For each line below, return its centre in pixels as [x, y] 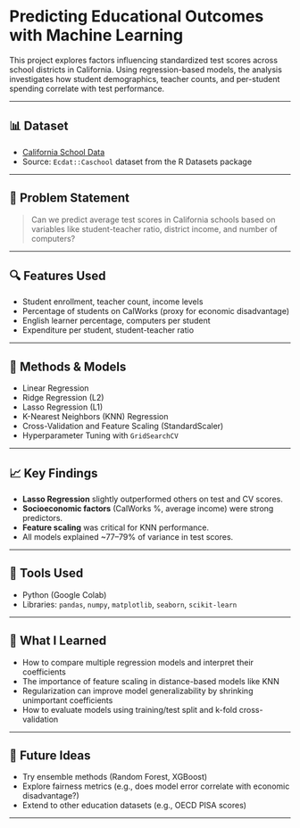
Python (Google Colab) [64, 594]
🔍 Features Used [58, 275]
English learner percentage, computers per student [117, 321]
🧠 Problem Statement [70, 198]
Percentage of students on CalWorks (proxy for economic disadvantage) [156, 311]
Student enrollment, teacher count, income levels [112, 302]
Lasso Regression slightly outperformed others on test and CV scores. [152, 499]
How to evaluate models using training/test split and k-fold [129, 709]
